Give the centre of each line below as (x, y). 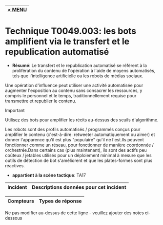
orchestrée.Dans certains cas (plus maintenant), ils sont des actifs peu (76, 150)
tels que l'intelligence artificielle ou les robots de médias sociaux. (78, 76)
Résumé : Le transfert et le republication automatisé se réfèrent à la (80, 65)
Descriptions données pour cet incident (79, 187)
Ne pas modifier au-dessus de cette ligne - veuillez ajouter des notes (74, 213)
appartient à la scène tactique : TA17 (49, 175)
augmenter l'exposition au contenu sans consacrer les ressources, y (74, 90)
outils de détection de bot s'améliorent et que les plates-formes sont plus (79, 160)
